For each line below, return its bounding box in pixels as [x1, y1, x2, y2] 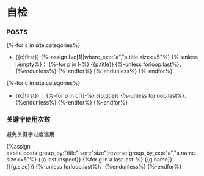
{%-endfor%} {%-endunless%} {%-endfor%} [57, 68, 173, 75]
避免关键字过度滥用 [6, 130, 55, 137]
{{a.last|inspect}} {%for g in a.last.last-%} [38, 155, 144, 163]
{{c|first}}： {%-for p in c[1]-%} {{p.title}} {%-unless [15, 92, 147, 100]
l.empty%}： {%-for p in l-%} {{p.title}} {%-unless [15, 61, 142, 68]
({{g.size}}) [6, 163, 35, 170]
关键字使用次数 [6, 116, 51, 124]
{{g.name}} [144, 155, 173, 163]
